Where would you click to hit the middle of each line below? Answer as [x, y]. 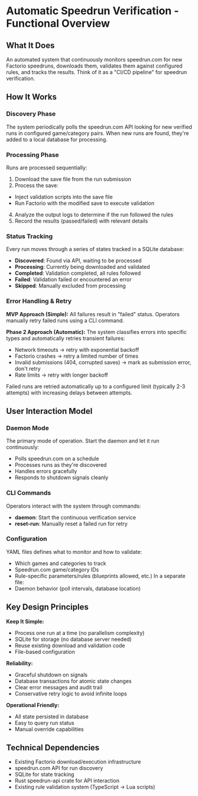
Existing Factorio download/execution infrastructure [78, 762]
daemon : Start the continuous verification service [75, 517]
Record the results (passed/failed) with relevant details [81, 221]
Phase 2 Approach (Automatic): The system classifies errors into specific [97, 332]
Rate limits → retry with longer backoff [61, 375]
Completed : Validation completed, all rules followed [78, 273]
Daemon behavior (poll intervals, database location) [77, 588]
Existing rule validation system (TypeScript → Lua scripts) [85, 787]
